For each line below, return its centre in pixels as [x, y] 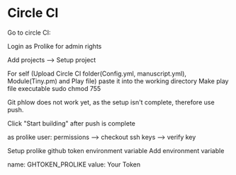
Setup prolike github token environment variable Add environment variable [116, 150]
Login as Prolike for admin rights [55, 46]
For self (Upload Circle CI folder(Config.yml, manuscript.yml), [97, 73]
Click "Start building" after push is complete [72, 123]
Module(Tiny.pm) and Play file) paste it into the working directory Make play [118, 81]
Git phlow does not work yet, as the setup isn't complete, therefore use [111, 102]
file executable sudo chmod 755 [54, 88]
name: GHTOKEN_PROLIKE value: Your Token [74, 164]
